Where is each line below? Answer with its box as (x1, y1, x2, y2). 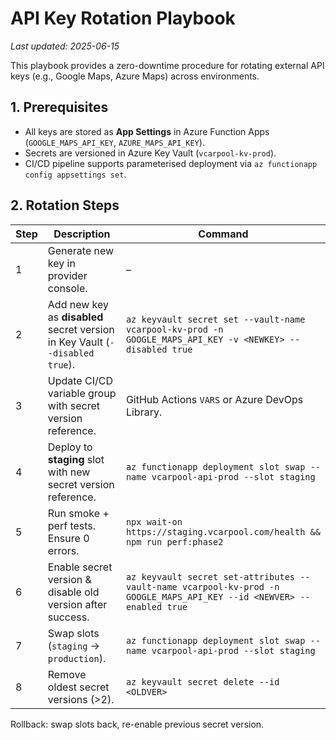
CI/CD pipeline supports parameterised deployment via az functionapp (24, 157, 318, 169)
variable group (47, 386, 117, 400)
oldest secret (47, 680, 110, 694)
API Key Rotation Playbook (10, 7, 236, 30)
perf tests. (47, 518, 97, 532)
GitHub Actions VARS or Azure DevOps (125, 392, 304, 406)
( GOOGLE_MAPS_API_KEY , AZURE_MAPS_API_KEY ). (24, 136, 205, 148)
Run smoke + (47, 506, 110, 520)
